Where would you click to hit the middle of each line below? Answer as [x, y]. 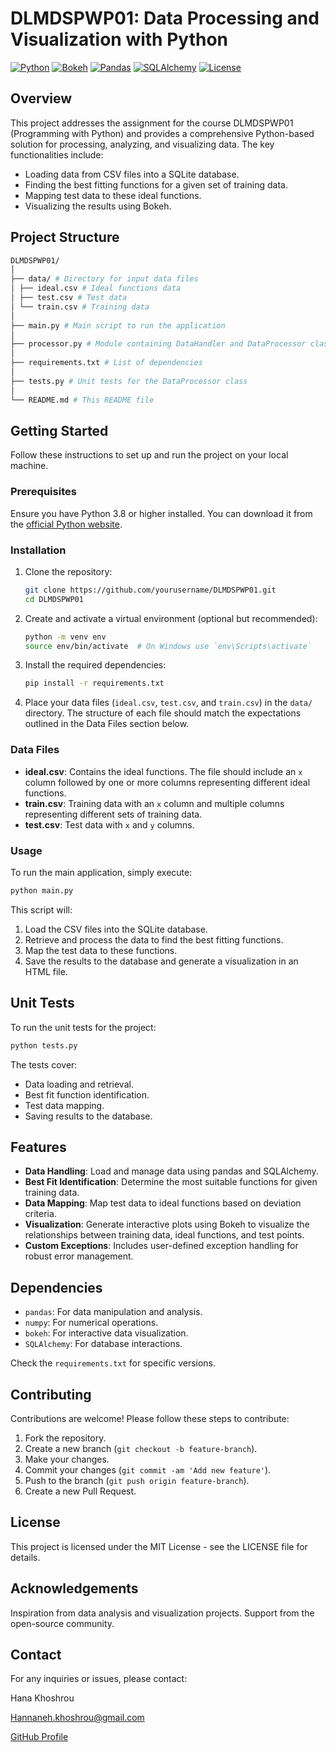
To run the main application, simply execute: [101, 872]
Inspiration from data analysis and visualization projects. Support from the [162, 1613]
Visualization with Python [119, 39]
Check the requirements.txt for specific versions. [113, 1363]
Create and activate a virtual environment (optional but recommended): [171, 618]
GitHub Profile [39, 1737]
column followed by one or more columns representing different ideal [167, 782]
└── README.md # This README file [82, 400]
